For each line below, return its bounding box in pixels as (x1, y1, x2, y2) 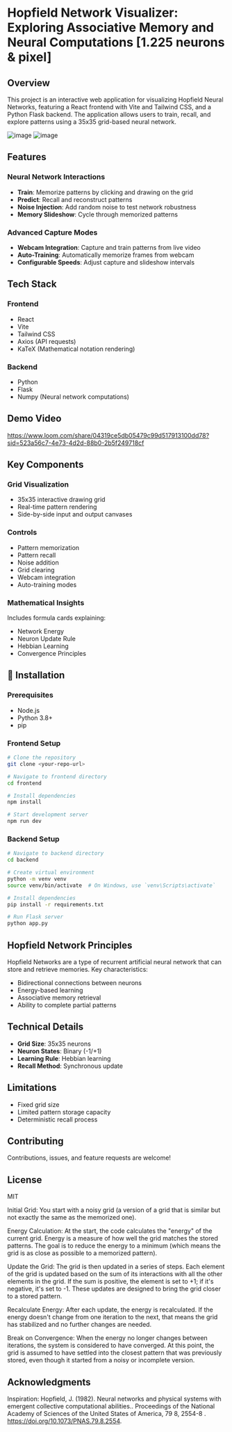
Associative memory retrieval (17, 993, 101, 1002)
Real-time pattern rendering (17, 503, 97, 511)
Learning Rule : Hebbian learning (17, 1054, 111, 1062)
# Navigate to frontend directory (7, 773, 108, 780)
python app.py (7, 920, 49, 927)
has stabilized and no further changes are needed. (7, 1321, 152, 1329)
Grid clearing (17, 565, 55, 574)
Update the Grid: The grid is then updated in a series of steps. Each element (7, 1262, 225, 1271)
